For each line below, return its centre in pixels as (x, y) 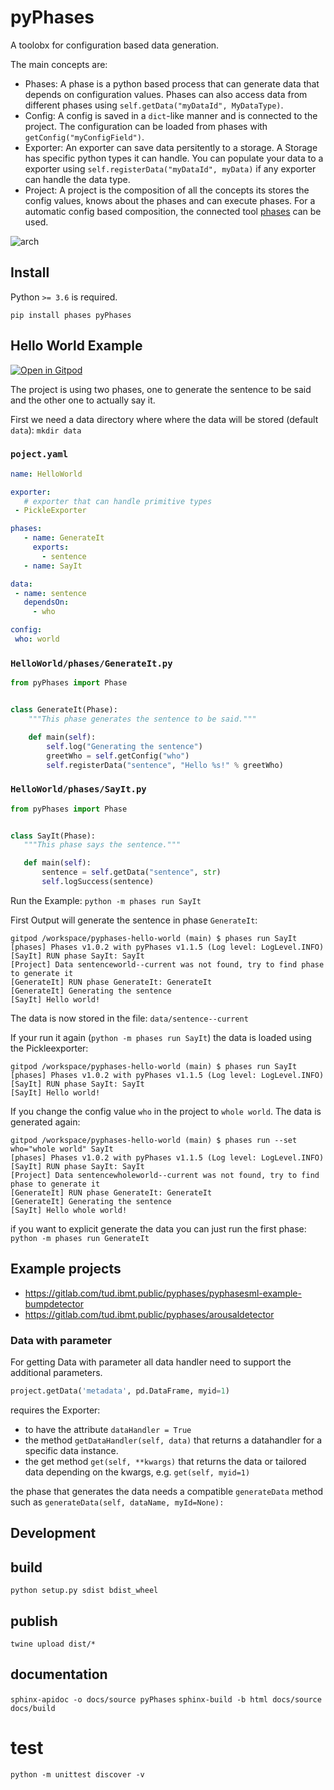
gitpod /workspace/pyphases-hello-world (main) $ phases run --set (154, 1140)
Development (53, 1533)
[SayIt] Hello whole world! (69, 1210)
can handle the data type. (77, 179)
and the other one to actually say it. (83, 400)
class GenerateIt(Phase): (64, 710)
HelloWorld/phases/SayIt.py (78, 789)
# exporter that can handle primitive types (118, 501)
